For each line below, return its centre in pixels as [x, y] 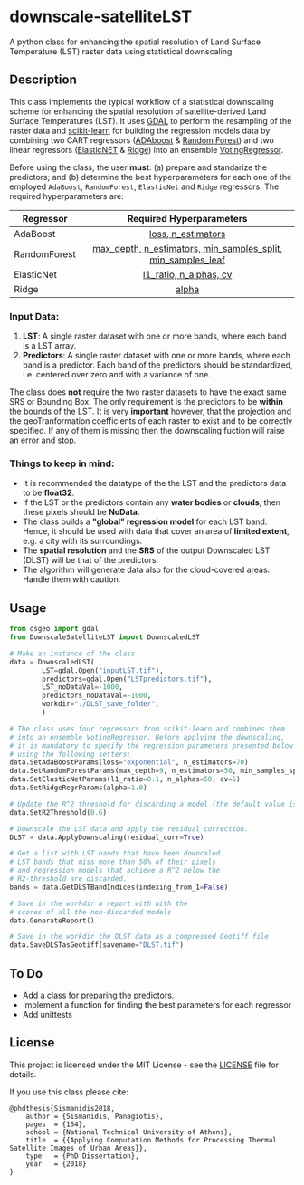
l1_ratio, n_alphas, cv [188, 274]
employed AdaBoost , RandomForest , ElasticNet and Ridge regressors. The [144, 186]
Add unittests [47, 1014]
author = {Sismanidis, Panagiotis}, [95, 1116]
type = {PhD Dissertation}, [83, 1156]
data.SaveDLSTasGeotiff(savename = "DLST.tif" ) [96, 945]
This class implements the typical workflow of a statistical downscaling [142, 101]
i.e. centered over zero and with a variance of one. [116, 375]
